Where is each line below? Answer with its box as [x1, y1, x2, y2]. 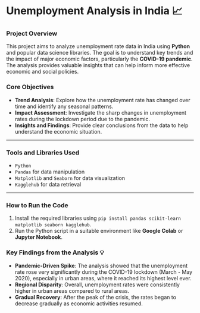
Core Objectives [6, 83, 54, 91]
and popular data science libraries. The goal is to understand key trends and [6, 49, 193, 56]
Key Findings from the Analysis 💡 [6, 248, 104, 257]
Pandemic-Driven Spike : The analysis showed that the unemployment [14, 262, 188, 269]
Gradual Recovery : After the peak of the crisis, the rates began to [14, 293, 177, 301]
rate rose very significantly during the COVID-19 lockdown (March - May [14, 268, 193, 276]
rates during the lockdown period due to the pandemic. [14, 115, 151, 122]
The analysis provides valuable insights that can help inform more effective [6, 62, 190, 69]
